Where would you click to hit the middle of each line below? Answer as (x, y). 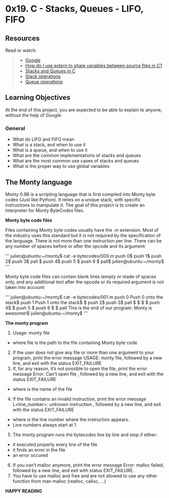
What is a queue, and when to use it (50, 150)
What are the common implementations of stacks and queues (77, 155)
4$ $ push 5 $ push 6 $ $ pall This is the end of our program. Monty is (79, 308)
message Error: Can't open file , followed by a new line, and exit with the (88, 374)
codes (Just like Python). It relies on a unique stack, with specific (73, 199)
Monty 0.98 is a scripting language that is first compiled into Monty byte (80, 194)
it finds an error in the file (39, 450)
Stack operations (43, 76)
